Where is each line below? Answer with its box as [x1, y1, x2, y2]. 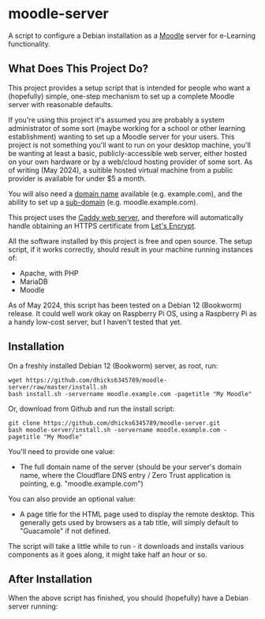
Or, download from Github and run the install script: [8, 404, 175, 413]
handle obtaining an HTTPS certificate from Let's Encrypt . [8, 221, 197, 230]
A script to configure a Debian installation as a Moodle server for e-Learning [8, 31, 256, 40]
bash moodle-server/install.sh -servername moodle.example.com [8, 426, 221, 434]
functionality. [8, 39, 51, 48]
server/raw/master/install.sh [8, 383, 108, 391]
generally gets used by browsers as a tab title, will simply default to [19, 517, 239, 527]
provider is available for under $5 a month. [8, 173, 147, 183]
